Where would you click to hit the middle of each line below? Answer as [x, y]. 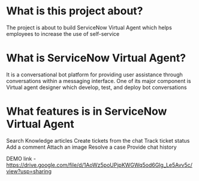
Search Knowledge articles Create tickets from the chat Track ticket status [98, 140]
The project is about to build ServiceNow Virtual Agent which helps [89, 27]
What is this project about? [75, 11]
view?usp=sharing [29, 171]
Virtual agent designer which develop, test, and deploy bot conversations [97, 87]
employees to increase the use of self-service [63, 33]
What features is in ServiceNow [87, 111]
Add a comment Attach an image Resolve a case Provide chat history [91, 147]
